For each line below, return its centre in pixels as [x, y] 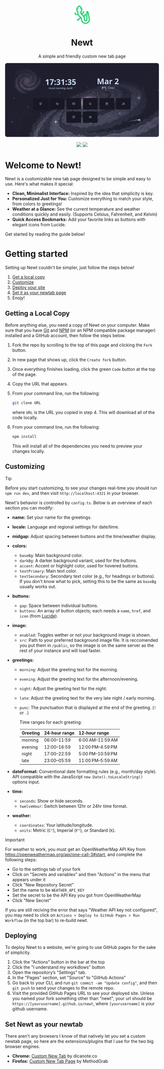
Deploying [21, 935]
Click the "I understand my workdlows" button [59, 967]
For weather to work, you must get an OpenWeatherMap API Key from [75, 849]
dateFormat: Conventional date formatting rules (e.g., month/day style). [84, 771]
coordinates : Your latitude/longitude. [56, 825]
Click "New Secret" [31, 900]
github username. [30, 1009]
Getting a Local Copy [37, 313]
